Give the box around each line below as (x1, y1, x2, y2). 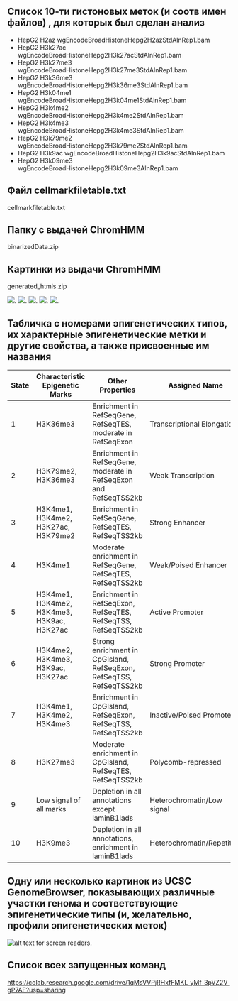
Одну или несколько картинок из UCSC (7, 875, 192, 887)
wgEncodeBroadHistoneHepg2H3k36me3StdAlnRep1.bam (17, 81, 188, 89)
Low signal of (35, 795, 81, 805)
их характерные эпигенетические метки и (7, 328, 207, 340)
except (91, 804, 115, 814)
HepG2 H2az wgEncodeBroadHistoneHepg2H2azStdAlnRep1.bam (17, 35, 210, 44)
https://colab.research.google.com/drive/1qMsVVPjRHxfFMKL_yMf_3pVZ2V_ (7, 978, 230, 986)
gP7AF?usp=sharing (7, 985, 66, 994)
